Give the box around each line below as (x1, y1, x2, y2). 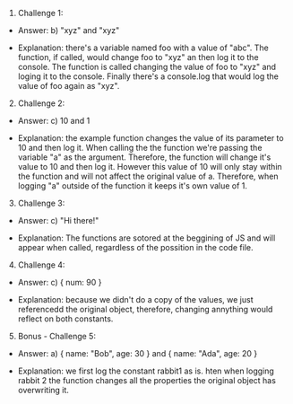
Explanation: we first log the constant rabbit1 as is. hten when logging (17, 365, 275, 376)
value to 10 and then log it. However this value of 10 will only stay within (17, 162, 282, 171)
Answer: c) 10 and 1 (17, 116, 90, 126)
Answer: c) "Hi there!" (17, 215, 99, 225)
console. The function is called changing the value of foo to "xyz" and (17, 62, 276, 72)
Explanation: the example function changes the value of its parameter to (17, 133, 284, 143)
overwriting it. (17, 385, 70, 395)
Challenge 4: (17, 259, 65, 270)
